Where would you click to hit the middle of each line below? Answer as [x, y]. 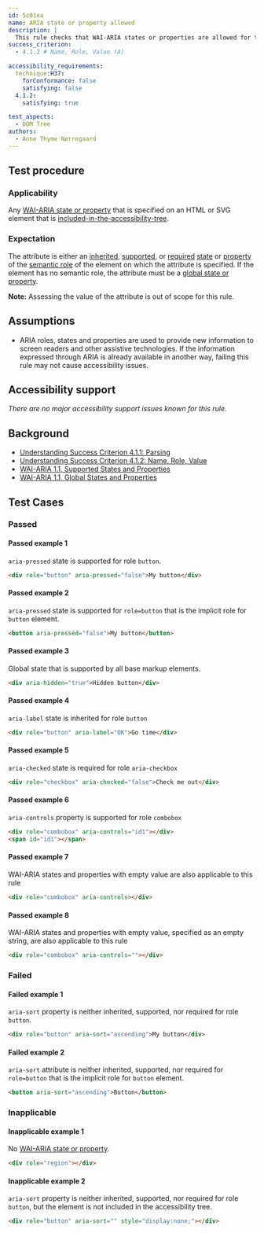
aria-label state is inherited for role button [78, 718]
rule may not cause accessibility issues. [84, 365]
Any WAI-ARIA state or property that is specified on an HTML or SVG [119, 210]
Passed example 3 [38, 651]
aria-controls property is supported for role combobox [95, 818]
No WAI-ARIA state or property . [59, 1149]
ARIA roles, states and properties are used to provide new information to [136, 340]
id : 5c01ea [26, 15]
